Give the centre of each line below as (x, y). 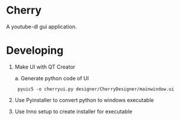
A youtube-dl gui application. (41, 27)
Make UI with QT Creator (45, 67)
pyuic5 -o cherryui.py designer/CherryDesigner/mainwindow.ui (96, 89)
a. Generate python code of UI (52, 78)
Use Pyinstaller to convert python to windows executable (84, 100)
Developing (35, 50)
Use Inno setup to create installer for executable (73, 111)
